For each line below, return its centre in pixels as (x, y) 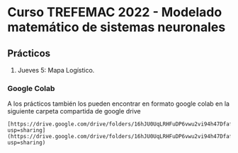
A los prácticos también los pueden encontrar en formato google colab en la (119, 104)
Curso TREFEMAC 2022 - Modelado (115, 12)
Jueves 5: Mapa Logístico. (56, 70)
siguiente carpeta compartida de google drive (74, 111)
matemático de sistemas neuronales (117, 27)
